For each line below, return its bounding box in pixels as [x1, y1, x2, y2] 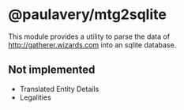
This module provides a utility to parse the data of [8, 32, 171, 41]
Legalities [19, 93, 51, 102]
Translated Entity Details [19, 84, 100, 93]
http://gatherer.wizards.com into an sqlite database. [8, 40, 177, 49]
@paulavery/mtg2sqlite [8, 6, 167, 24]
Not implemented [8, 63, 96, 77]
